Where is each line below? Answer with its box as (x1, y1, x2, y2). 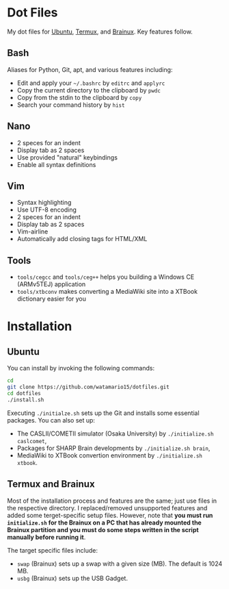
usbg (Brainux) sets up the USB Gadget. (16, 574, 129, 582)
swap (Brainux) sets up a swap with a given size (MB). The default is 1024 (16, 560, 223, 568)
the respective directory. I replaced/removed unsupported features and (7, 503, 208, 512)
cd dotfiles (7, 390, 41, 397)
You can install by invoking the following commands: (7, 364, 155, 373)
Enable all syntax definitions (16, 160, 96, 168)
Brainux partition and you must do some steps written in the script (7, 525, 200, 534)
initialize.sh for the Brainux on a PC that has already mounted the (7, 518, 202, 527)
